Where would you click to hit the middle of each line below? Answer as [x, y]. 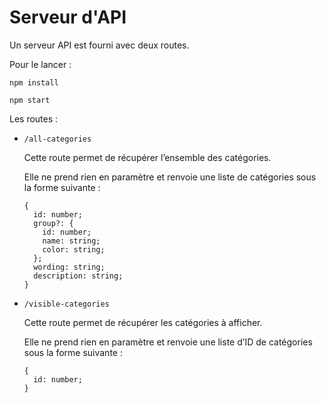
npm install [34, 82]
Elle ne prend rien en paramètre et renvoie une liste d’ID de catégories [168, 342]
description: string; [78, 276]
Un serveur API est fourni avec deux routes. [99, 45]
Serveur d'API [68, 17]
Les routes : [34, 118]
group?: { [53, 223]
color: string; [74, 249]
